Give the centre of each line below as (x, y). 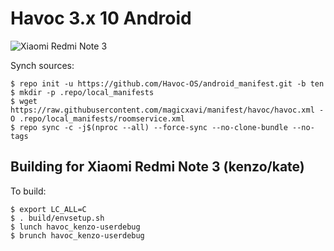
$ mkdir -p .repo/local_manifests (82, 92)
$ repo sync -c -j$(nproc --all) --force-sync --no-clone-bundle (149, 127)
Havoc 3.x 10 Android (101, 18)
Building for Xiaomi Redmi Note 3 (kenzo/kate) (157, 167)
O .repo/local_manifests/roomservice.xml (98, 118)
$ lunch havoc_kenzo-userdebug (75, 227)
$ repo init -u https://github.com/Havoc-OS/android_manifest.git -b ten (167, 83)
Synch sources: (42, 65)
